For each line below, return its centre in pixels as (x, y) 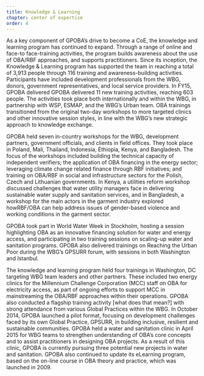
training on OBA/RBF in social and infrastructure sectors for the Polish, (95, 176)
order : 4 (17, 23)
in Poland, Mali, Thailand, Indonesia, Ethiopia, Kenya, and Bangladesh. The (100, 149)
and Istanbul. (23, 258)
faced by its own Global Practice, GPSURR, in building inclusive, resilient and (102, 322)
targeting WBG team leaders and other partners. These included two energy (102, 277)
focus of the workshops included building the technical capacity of (90, 156)
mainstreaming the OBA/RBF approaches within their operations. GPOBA (97, 296)
